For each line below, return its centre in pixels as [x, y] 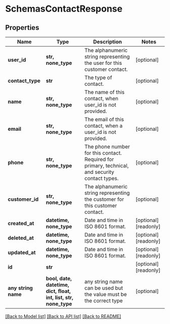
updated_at [22, 253]
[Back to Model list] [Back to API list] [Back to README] [63, 316]
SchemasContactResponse [64, 9]
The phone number [107, 147]
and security [99, 172]
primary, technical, [107, 166]
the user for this [103, 63]
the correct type [103, 301]
